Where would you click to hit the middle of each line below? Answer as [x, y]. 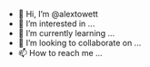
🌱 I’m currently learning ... [66, 33]
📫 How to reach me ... [60, 53]
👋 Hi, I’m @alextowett [58, 14]
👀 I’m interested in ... [56, 24]
